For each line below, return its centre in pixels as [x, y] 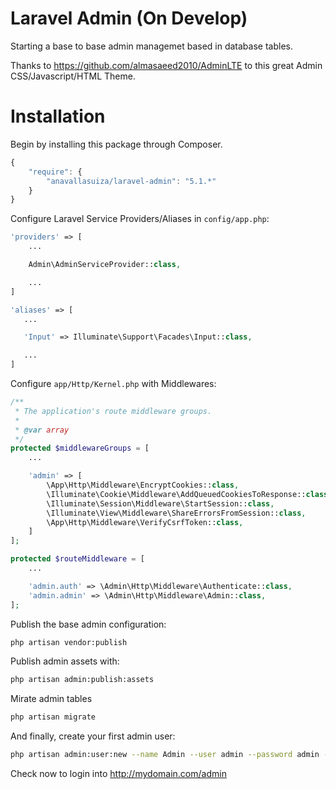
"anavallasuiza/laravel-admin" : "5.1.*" [131, 181]
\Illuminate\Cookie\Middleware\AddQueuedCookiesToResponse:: [176, 494]
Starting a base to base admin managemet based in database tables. [151, 46]
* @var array [42, 430]
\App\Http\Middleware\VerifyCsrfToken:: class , [145, 522]
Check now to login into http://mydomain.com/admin [118, 773]
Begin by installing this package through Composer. [116, 144]
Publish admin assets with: [65, 661]
